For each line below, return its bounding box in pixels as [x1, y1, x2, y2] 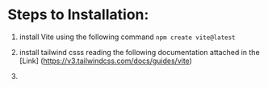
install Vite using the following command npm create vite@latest [19, 32, 236, 42]
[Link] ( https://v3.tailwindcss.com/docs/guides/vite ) [19, 56, 193, 65]
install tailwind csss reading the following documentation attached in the [19, 47, 260, 57]
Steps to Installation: [7, 6, 149, 24]
